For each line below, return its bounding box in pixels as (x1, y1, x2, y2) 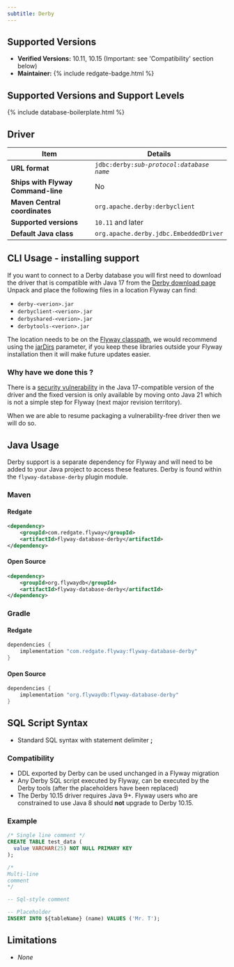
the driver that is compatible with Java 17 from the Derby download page (7, 278, 216, 287)
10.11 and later (95, 218, 144, 227)
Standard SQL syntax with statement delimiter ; (17, 735, 153, 744)
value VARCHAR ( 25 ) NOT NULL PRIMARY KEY (13, 845, 132, 852)
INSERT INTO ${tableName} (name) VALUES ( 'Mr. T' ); (7, 915, 160, 922)
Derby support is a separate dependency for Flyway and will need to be (7, 458, 213, 466)
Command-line (10, 186, 63, 196)
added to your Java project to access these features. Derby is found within (7, 465, 221, 473)
